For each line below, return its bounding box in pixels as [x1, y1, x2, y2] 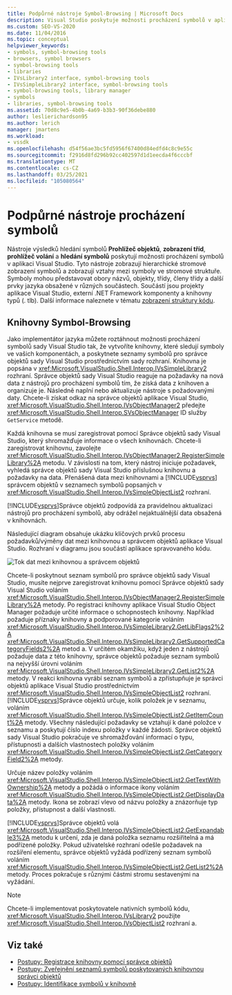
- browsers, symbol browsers [7, 55, 91, 62]
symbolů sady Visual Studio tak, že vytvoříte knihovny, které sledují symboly [7, 342, 224, 350]
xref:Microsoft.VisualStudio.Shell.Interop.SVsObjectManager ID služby [7, 409, 207, 417]
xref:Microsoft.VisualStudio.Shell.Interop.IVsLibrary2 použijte [7, 912, 181, 920]
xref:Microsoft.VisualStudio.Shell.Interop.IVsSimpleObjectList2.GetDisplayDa [7, 791, 224, 799]
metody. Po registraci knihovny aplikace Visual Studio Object [42, 600, 215, 609]
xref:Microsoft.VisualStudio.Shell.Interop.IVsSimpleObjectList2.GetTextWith [7, 776, 221, 785]
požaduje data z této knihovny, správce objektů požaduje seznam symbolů [7, 652, 220, 661]
